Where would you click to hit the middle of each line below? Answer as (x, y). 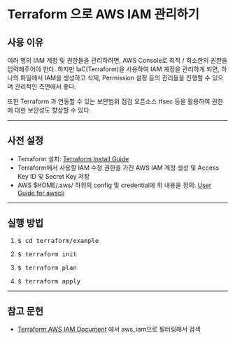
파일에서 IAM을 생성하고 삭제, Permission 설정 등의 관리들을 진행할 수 (115, 78)
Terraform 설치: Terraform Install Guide (73, 158)
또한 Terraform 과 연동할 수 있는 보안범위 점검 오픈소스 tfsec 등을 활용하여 (109, 101)
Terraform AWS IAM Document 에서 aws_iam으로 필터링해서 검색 (109, 330)
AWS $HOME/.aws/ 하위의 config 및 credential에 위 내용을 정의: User (114, 185)
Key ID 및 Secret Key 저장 (54, 176)
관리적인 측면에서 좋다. (45, 87)
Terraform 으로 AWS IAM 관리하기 (103, 14)
